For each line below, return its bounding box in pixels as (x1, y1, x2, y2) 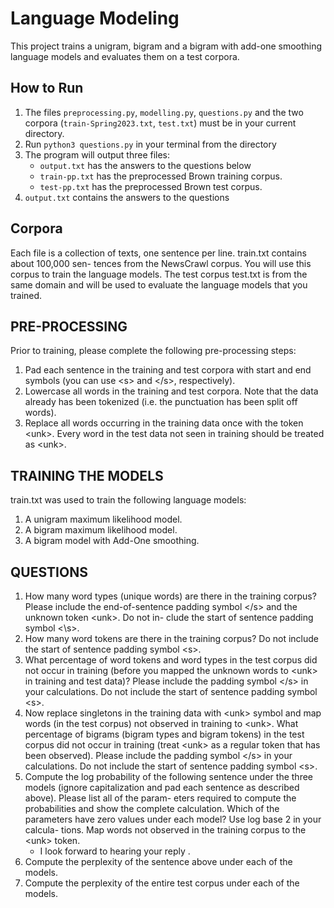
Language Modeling (10, 7, 180, 30)
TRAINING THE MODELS (10, 467, 164, 484)
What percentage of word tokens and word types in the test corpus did (24, 654, 318, 666)
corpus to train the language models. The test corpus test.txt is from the (10, 268, 308, 280)
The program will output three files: (24, 148, 171, 161)
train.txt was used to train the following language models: (10, 494, 247, 506)
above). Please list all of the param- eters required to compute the (24, 792, 297, 804)
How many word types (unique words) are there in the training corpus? (24, 590, 317, 602)
